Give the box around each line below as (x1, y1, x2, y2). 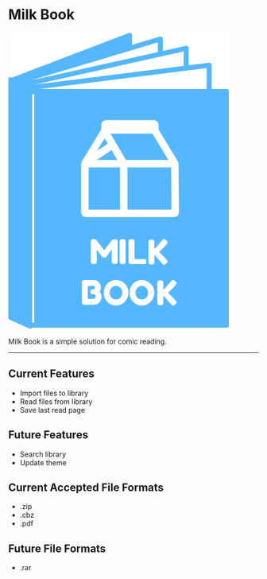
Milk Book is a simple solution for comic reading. (8, 336, 167, 346)
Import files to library (19, 388, 89, 398)
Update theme (19, 457, 68, 467)
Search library (19, 449, 67, 459)
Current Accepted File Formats (8, 480, 164, 494)
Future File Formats (8, 542, 106, 555)
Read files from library (19, 396, 93, 406)
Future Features (8, 428, 89, 442)
